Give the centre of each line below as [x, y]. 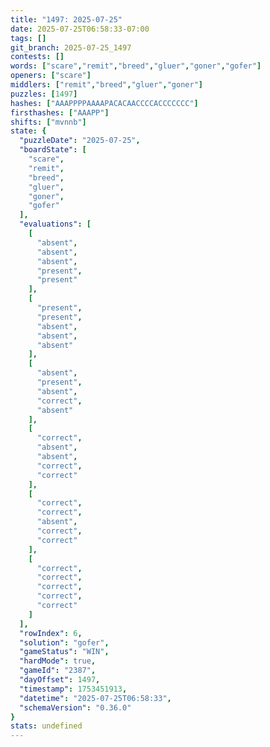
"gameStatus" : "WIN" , [64, 652]
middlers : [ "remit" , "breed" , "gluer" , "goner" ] [106, 85]
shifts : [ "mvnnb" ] [48, 122]
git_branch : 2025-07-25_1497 [71, 47]
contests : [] [37, 57]
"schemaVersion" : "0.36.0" [75, 707]
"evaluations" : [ [55, 224]
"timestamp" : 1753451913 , [73, 689]
